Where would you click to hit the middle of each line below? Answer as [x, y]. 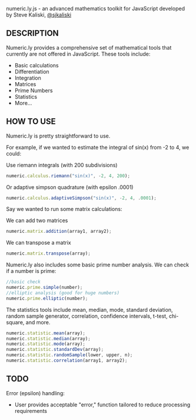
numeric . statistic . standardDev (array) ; [55, 350]
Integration [28, 78]
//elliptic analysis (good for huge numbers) [63, 293]
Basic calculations [36, 65]
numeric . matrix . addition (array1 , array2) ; [59, 232]
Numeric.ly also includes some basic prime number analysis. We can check [98, 265]
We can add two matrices [37, 220]
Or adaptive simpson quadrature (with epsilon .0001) [70, 187]
